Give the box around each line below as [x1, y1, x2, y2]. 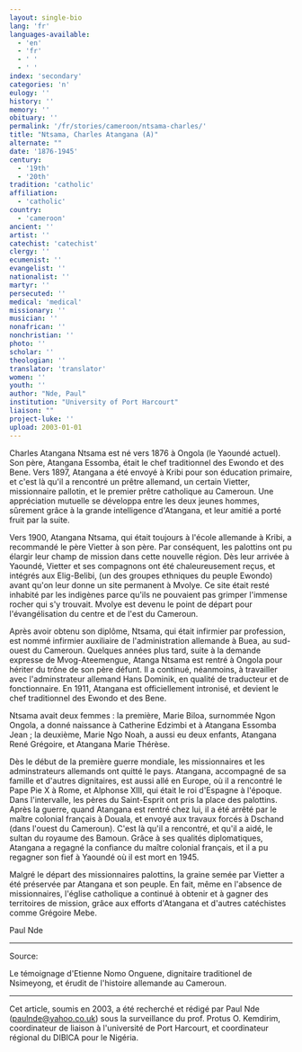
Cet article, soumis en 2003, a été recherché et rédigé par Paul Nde [9, 1003, 261, 1014]
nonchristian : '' [9, 331, 75, 340]
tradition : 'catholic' [9, 181, 94, 190]
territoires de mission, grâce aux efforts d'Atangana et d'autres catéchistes [9, 897, 287, 908]
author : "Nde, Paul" [9, 389, 87, 398]
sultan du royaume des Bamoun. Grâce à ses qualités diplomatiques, [9, 833, 263, 843]
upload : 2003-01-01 [9, 423, 83, 432]
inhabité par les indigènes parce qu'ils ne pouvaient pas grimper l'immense [9, 589, 288, 600]
